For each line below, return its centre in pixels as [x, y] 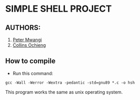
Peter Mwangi [27, 40]
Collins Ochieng [29, 45]
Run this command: [33, 73]
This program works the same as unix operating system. [64, 92]
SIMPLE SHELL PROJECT [59, 9]
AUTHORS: [23, 28]
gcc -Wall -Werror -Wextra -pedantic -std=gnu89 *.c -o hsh [70, 82]
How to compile [30, 61]
